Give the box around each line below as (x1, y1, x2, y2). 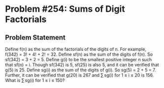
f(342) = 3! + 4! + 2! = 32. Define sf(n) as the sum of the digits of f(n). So (5, 51, 153, 57)
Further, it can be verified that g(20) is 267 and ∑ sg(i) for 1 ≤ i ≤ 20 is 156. (5, 72, 154, 78)
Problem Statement (5, 33, 66, 42)
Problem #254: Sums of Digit (5, 3, 125, 15)
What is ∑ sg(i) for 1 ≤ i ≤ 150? (5, 77, 65, 83)
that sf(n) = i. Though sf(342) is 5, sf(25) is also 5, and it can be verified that (5, 62, 159, 67)
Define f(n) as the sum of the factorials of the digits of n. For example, (5, 46, 146, 52)
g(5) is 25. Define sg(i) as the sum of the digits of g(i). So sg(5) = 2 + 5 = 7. (5, 67, 156, 73)
